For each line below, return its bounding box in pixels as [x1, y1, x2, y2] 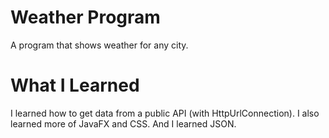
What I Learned [10, 74, 140, 97]
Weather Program [10, 6, 161, 29]
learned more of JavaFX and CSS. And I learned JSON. [10, 117, 237, 130]
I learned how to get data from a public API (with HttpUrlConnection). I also [10, 107, 320, 119]
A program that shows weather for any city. [10, 39, 189, 51]
